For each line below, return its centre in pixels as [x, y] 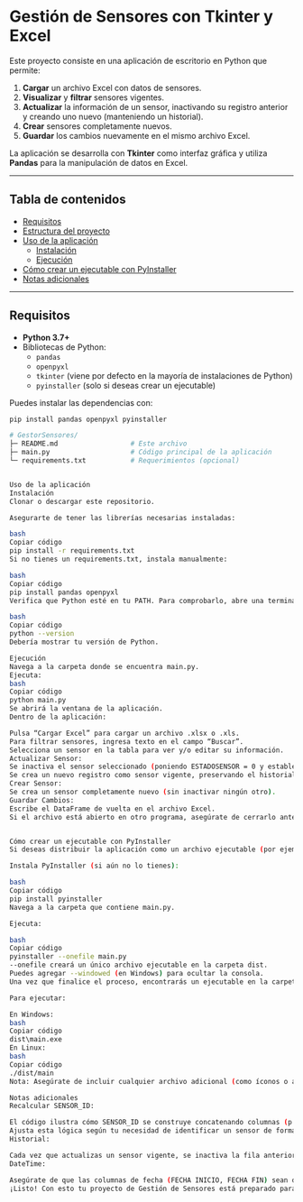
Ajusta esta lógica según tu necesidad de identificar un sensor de [141, 1131]
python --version [42, 634]
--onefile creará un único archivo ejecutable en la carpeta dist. [139, 965]
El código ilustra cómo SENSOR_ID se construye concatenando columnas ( [149, 1123]
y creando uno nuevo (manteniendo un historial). [113, 116]
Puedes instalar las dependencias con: [81, 402]
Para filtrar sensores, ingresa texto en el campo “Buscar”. [127, 741]
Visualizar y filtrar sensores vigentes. [93, 97]
